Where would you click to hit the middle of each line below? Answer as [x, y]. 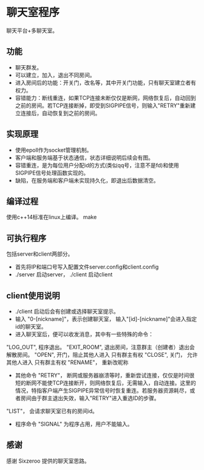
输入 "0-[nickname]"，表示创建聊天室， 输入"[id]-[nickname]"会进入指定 [106, 319]
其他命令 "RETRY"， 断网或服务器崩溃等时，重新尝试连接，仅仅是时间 [102, 375]
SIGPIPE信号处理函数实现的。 [52, 173]
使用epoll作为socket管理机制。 [53, 150]
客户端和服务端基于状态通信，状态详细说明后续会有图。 [84, 157]
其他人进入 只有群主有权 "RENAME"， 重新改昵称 [67, 362]
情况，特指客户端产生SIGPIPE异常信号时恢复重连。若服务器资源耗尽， [102, 391]
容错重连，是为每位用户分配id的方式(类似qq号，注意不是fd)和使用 [97, 165]
